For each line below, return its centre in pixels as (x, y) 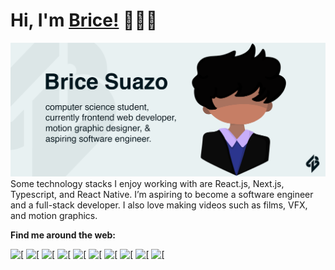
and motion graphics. (54, 216)
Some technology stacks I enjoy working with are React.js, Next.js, (147, 184)
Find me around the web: (63, 235)
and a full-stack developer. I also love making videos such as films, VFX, (159, 205)
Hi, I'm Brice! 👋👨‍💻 (84, 20)
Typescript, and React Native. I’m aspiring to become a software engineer (162, 195)
